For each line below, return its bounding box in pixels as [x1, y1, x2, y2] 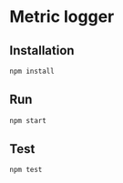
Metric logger [9, 6, 115, 27]
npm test [9, 166, 43, 175]
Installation [9, 43, 75, 58]
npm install [9, 66, 55, 76]
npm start [9, 116, 47, 125]
